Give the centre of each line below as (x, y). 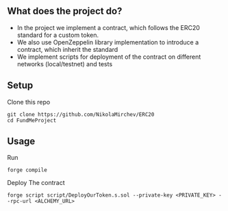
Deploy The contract (36, 183)
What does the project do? (65, 11)
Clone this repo (29, 102)
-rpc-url (20, 201)
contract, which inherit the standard (67, 49)
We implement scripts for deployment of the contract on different (109, 57)
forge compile (27, 170)
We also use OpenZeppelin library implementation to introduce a (108, 42)
